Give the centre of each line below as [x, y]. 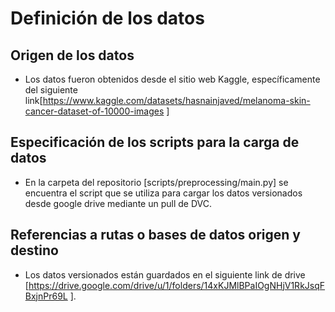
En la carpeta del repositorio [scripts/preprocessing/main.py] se [156, 182]
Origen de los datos [72, 55]
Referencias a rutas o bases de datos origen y [155, 235]
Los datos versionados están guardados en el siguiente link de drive [165, 274]
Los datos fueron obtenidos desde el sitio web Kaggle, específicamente [172, 79]
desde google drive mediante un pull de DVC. [118, 203]
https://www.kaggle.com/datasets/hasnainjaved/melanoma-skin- [176, 100]
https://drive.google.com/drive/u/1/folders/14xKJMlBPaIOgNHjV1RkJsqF [177, 285]
